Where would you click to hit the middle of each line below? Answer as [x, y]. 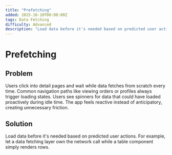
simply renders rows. [27, 147]
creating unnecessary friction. [37, 108]
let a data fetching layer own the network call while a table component [79, 141]
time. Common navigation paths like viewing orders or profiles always [79, 91]
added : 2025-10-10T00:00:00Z [36, 15]
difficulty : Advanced [28, 24]
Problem [19, 73]
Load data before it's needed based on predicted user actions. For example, [85, 136]
